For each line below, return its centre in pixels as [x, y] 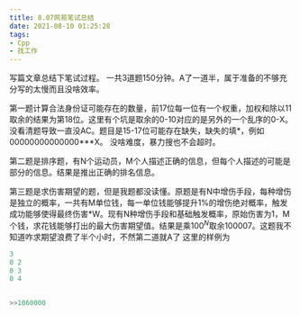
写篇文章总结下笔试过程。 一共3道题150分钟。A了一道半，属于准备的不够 [145, 78]
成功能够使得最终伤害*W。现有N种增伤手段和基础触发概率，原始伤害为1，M [150, 214]
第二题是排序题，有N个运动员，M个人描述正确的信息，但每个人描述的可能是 [150, 161]
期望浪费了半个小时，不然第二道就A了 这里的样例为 [135, 237]
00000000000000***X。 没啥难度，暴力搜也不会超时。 [115, 142]
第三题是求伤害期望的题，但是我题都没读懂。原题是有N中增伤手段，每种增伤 [150, 192]
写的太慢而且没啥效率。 [60, 89]
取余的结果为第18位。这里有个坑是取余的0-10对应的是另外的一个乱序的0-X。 [151, 120]
